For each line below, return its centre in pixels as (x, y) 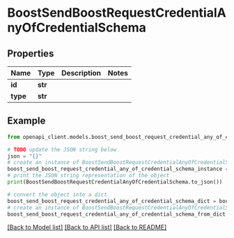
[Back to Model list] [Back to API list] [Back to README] (87, 228)
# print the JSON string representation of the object (88, 176)
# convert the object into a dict (57, 194)
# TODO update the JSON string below (62, 149)
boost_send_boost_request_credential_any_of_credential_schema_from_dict (117, 214)
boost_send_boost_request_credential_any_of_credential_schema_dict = (112, 201)
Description (81, 73)
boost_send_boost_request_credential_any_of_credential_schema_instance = (118, 169)
